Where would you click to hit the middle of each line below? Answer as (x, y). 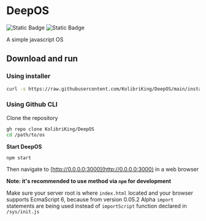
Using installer (29, 76)
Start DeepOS (24, 146)
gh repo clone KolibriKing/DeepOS (51, 129)
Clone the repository (32, 118)
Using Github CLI (32, 105)
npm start (19, 158)
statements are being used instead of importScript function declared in (97, 206)
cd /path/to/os (26, 135)
